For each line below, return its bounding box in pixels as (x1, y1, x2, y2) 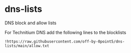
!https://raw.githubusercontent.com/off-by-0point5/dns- (4, 39, 125, 44)
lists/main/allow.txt (4, 43, 50, 48)
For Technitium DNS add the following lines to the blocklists (4, 29, 127, 35)
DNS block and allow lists (4, 20, 57, 26)
